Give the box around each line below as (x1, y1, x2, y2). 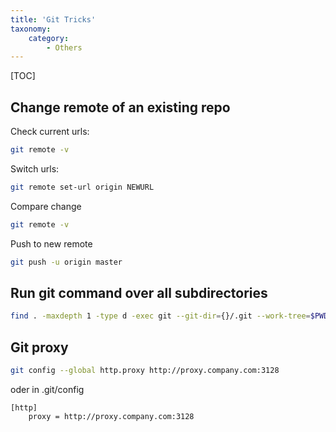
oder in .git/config (10, 383, 85, 395)
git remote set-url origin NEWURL (10, 182, 155, 192)
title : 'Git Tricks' (10, 14, 97, 25)
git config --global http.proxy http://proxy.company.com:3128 (10, 366, 280, 376)
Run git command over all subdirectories (10, 284, 268, 301)
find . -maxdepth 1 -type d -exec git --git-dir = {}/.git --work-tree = (10, 311, 311, 321)
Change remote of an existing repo (10, 99, 231, 116)
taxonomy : (10, 24, 52, 34)
